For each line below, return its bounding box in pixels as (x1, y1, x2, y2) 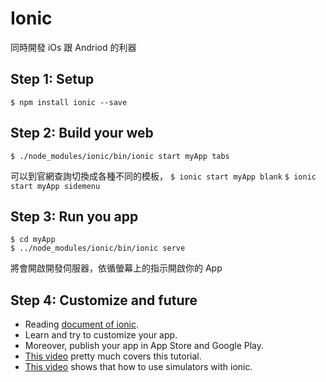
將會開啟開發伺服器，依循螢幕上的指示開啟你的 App (10, 262, 223, 274)
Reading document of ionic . (24, 318, 139, 331)
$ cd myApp (10, 235, 56, 245)
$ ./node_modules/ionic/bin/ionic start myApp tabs (10, 151, 230, 161)
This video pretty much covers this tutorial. (24, 350, 202, 362)
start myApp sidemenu (10, 181, 101, 191)
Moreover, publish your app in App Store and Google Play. (24, 340, 265, 352)
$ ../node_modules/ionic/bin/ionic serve (10, 243, 186, 254)
